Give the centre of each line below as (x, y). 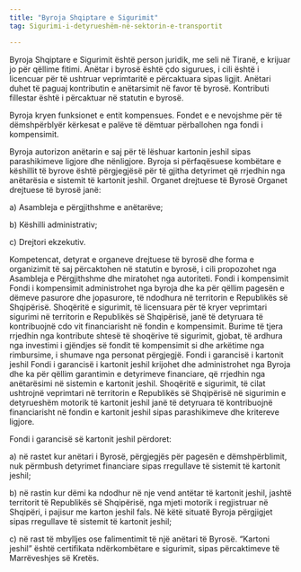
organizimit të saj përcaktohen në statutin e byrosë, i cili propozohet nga (143, 268)
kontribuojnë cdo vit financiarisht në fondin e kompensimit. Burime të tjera (146, 326)
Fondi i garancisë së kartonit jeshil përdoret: (91, 439)
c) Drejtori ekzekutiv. (48, 242)
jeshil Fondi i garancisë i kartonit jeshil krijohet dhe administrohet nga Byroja (150, 364)
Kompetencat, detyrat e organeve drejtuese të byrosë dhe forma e (132, 259)
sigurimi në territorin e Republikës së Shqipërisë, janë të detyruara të (136, 316)
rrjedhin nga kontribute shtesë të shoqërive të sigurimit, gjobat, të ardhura (146, 335)
